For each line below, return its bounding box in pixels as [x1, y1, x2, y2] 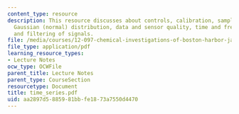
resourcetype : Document [7, 83, 78, 90]
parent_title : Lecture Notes [7, 69, 94, 76]
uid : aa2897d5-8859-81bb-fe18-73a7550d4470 [7, 96, 139, 103]
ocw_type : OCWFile [7, 63, 62, 70]
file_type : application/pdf [7, 43, 91, 50]
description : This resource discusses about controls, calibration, [7, 17, 215, 24]
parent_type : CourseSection [7, 76, 91, 84]
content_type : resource [7, 10, 78, 18]
